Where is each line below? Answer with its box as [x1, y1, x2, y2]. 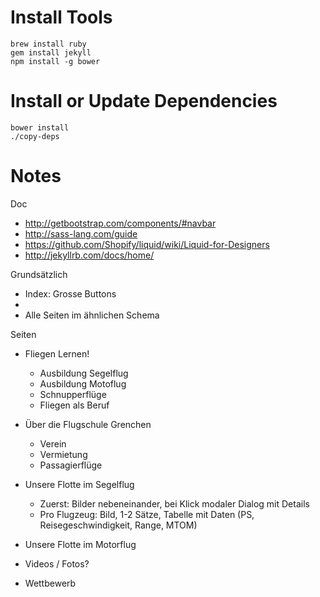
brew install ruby [10, 39, 87, 49]
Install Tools [10, 6, 113, 29]
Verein [39, 437, 67, 450]
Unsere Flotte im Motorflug [24, 538, 137, 550]
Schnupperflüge [39, 388, 107, 400]
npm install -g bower [10, 56, 101, 66]
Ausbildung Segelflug [39, 367, 129, 379]
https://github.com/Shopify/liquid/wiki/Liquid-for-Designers [24, 238, 270, 250]
